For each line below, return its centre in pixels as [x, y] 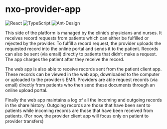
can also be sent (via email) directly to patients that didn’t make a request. [81, 54]
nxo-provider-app [43, 9]
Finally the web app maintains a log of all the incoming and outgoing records [83, 100]
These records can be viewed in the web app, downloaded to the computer [83, 74]
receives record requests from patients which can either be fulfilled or [77, 38]
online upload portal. [26, 90]
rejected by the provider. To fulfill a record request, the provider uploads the [83, 43]
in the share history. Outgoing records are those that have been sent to [78, 105]
